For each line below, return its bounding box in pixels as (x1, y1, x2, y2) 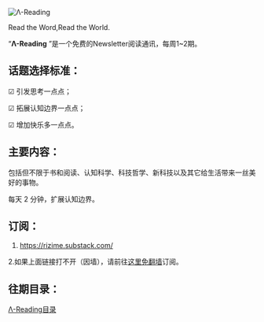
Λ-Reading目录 (8, 305, 57, 314)
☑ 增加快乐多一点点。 (8, 120, 79, 129)
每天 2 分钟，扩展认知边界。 (8, 194, 100, 204)
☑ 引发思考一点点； (8, 87, 72, 96)
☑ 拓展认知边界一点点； (8, 103, 86, 113)
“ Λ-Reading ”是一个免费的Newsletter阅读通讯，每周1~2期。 (8, 39, 202, 48)
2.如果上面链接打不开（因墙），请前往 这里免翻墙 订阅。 (8, 257, 183, 267)
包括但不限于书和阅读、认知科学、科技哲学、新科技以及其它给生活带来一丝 (8, 168, 249, 177)
